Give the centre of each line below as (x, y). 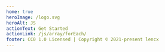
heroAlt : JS (21, 23)
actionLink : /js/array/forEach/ (46, 34)
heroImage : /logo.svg (33, 17)
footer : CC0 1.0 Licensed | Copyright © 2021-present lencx (83, 39)
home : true (20, 12)
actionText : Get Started (37, 28)
